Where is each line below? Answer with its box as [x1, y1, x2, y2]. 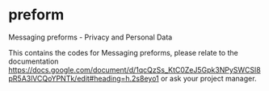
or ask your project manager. [160, 73, 257, 83]
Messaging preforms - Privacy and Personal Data [8, 32, 173, 42]
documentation [8, 56, 59, 66]
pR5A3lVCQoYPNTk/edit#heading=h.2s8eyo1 [8, 73, 159, 83]
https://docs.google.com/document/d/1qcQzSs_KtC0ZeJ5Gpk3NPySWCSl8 [8, 64, 261, 74]
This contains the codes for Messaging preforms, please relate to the [8, 48, 238, 57]
